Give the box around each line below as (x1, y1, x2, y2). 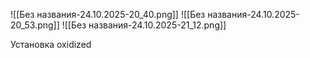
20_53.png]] (10, 19, 60, 31)
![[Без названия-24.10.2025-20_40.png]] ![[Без (10, 9, 206, 20)
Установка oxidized (10, 39, 92, 50)
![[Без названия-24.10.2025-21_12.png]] (61, 19, 227, 31)
